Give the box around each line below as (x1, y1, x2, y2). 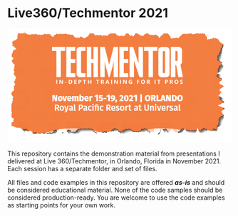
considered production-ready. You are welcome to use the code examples (7, 193, 226, 202)
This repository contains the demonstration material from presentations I (7, 149, 220, 158)
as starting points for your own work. (7, 201, 116, 210)
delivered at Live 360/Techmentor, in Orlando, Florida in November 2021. (7, 157, 222, 166)
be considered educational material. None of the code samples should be (7, 186, 223, 195)
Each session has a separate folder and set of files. (7, 165, 158, 173)
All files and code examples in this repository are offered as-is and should (7, 178, 225, 187)
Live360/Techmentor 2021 (7, 5, 169, 21)
